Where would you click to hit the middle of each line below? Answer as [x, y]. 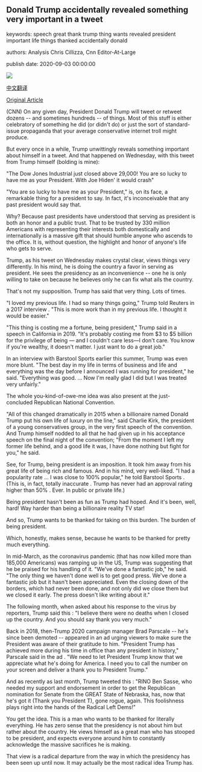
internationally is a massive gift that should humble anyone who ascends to [99, 235]
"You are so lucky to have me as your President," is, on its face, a [87, 191]
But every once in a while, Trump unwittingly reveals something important [98, 149]
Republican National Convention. [75, 402]
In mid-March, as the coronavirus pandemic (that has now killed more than [99, 556]
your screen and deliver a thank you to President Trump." [77, 669]
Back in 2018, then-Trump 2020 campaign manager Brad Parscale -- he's [97, 631]
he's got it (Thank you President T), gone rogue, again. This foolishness [95, 701]
